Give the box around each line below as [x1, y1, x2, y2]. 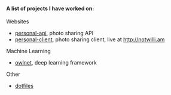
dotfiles [14, 82, 34, 90]
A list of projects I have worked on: [6, 5, 94, 12]
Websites [6, 18, 29, 25]
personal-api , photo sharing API [14, 30, 94, 37]
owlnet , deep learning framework [14, 59, 97, 66]
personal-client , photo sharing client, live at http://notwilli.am [14, 36, 165, 43]
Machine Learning [6, 48, 51, 55]
